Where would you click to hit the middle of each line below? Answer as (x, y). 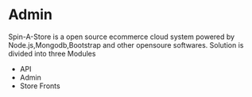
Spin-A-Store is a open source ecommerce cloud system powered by (122, 37)
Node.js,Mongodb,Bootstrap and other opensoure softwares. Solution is (126, 45)
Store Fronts (40, 86)
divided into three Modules (52, 53)
